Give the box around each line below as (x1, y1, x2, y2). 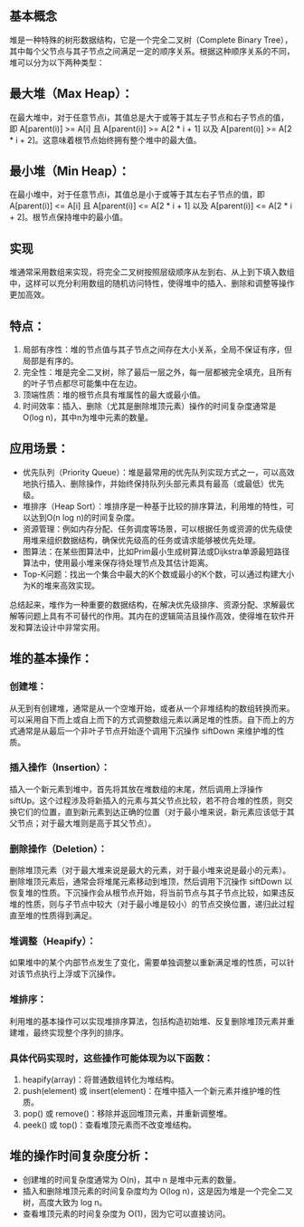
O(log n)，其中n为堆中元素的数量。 (22, 412, 154, 423)
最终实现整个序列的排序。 (33, 1027, 128, 1038)
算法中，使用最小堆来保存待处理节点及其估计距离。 (22, 557, 214, 568)
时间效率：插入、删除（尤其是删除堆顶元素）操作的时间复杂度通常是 (22, 401, 277, 412)
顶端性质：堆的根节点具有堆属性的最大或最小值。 (22, 389, 205, 400)
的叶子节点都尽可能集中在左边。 (22, 379, 142, 389)
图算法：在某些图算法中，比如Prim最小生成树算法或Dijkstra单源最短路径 (22, 546, 290, 557)
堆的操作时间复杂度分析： (9, 1148, 152, 1164)
